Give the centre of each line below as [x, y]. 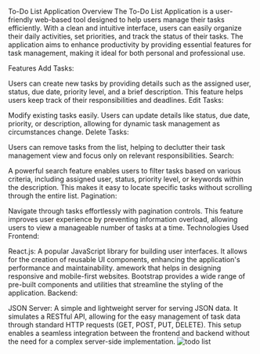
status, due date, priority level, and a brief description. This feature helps [126, 92]
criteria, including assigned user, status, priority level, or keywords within [126, 179]
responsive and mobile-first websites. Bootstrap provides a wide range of [127, 276]
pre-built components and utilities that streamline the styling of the [116, 285]
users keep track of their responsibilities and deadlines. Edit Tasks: [116, 100]
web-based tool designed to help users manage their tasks [130, 20]
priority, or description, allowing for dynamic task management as [114, 124]
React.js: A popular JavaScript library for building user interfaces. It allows [128, 251]
